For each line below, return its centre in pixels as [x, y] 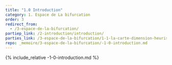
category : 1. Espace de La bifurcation [48, 15]
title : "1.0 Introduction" [34, 10]
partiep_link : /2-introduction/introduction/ [55, 34]
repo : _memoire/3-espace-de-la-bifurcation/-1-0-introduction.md [76, 43]
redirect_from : [21, 24]
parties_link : [20, 39]
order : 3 [15, 19]
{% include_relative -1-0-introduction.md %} [52, 57]
